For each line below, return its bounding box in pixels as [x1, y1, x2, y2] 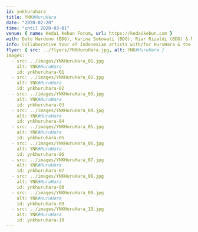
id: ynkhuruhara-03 [16, 102, 65, 108]
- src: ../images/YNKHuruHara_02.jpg [11, 74, 104, 80]
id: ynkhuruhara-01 [16, 69, 65, 75]
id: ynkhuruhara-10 [16, 217, 65, 223]
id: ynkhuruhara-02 [16, 86, 65, 92]
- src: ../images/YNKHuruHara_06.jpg [11, 140, 104, 146]
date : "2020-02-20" [6, 19, 54, 25]
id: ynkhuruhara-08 [16, 184, 65, 190]
